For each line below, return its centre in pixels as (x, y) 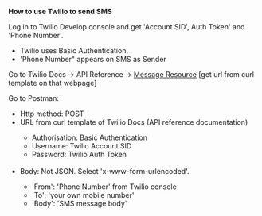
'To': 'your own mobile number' (83, 195)
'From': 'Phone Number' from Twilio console (104, 187)
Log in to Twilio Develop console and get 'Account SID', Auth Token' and (127, 27)
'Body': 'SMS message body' (79, 203)
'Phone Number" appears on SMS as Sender (93, 59)
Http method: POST (52, 114)
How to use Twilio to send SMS (61, 12)
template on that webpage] (53, 83)
